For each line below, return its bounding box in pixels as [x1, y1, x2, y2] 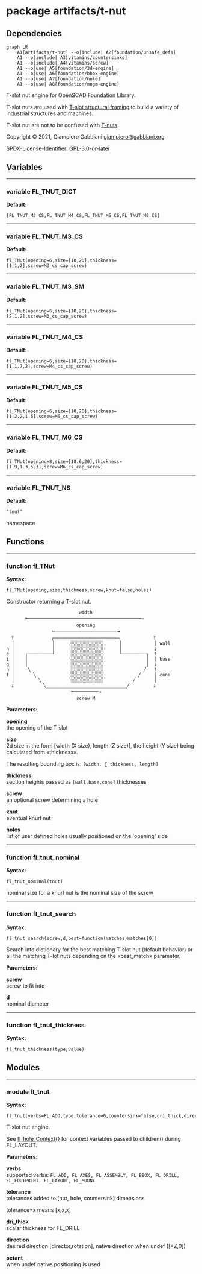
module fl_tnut [6, 1087, 50, 1096]
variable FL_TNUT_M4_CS [6, 333, 83, 341]
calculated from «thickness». [6, 749, 78, 755]
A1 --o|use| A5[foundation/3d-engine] [17, 65, 114, 71]
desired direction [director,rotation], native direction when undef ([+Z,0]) [6, 1243, 186, 1249]
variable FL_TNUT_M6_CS [6, 433, 83, 441]
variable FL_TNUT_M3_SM [6, 282, 85, 291]
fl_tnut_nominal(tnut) [6, 878, 63, 885]
